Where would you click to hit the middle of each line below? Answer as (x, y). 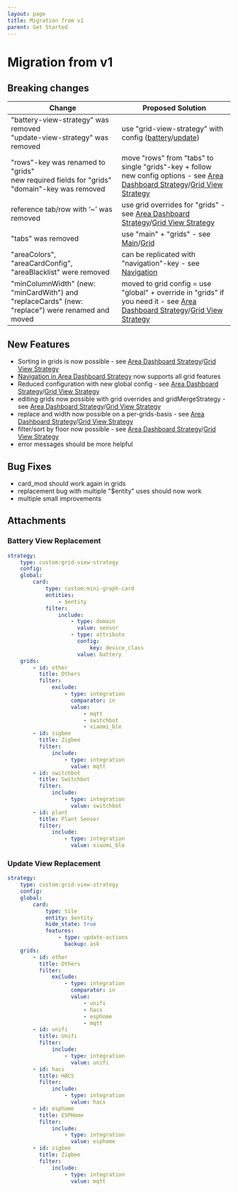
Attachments (37, 521)
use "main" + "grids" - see (166, 234)
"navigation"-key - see (160, 263)
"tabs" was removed (45, 239)
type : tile (61, 911)
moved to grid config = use (166, 284)
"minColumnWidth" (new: (53, 284)
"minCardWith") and (45, 293)
